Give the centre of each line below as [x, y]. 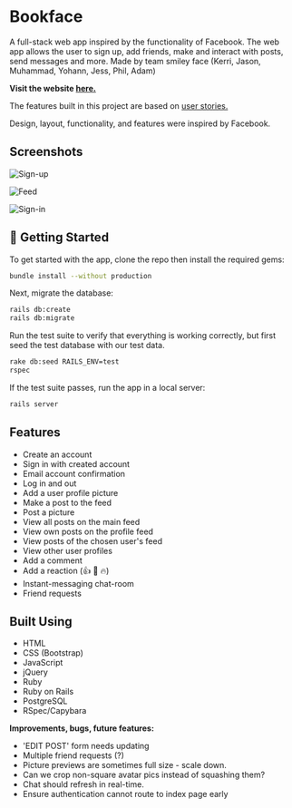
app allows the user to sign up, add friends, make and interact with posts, [146, 51]
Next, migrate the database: [61, 293]
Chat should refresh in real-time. [83, 784]
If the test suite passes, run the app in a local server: [107, 387]
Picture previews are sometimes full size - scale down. [124, 765]
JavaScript [43, 663]
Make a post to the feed [67, 502]
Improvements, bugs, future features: [82, 728]
